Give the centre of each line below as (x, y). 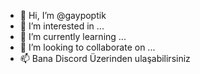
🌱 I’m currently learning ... (73, 36)
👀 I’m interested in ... (62, 26)
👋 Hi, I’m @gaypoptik (63, 15)
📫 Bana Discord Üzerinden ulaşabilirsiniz (105, 58)
